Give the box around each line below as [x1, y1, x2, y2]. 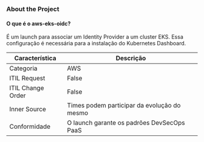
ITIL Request [9, 74, 46, 83]
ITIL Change [9, 84, 44, 92]
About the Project [6, 5, 59, 13]
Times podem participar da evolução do [67, 102, 181, 110]
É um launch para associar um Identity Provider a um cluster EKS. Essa [6, 33, 183, 40]
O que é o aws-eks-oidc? [6, 20, 71, 27]
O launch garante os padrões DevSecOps [67, 118, 185, 127]
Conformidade [9, 123, 50, 131]
